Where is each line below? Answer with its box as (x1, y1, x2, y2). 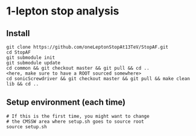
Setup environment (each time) (6, 97, 125, 108)
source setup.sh (6, 123, 47, 130)
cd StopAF (6, 49, 31, 55)
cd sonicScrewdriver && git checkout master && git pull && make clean (6, 76, 190, 82)
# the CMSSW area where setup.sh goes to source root (6, 119, 145, 125)
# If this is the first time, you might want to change (6, 113, 150, 119)
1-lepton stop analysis (6, 4, 119, 18)
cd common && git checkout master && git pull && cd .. (6, 65, 150, 71)
